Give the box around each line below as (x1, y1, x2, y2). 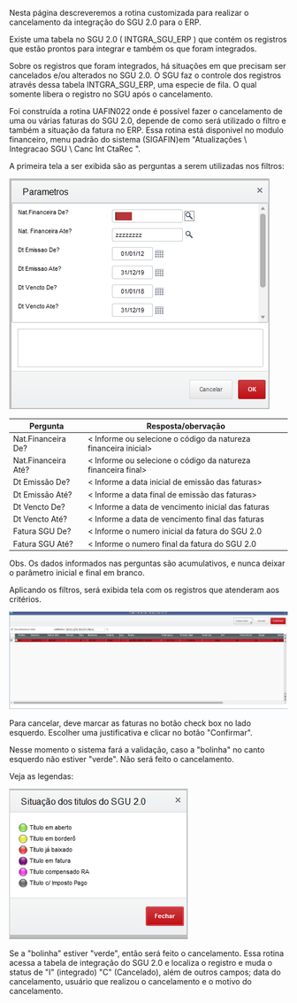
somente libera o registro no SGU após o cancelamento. (9, 89, 214, 99)
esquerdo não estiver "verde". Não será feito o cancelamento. (9, 754, 234, 765)
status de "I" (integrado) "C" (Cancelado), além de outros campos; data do (9, 967, 281, 977)
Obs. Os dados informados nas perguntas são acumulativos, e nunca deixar (9, 558, 286, 568)
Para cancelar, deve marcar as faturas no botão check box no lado (9, 718, 252, 729)
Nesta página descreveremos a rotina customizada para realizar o (9, 8, 249, 18)
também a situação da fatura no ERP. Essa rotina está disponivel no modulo (9, 125, 285, 135)
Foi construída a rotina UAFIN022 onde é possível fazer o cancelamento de (9, 106, 283, 116)
